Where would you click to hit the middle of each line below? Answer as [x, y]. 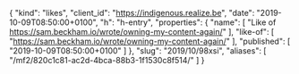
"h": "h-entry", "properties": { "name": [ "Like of [188, 22]
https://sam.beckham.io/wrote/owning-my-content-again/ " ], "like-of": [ [142, 32]
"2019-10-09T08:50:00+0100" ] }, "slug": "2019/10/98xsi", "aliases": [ [138, 51]
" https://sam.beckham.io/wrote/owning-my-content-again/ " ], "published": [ [150, 41]
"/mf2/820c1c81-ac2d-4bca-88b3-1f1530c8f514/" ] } [107, 60]
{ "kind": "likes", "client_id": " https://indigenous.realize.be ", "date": [132, 13]
